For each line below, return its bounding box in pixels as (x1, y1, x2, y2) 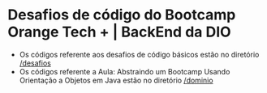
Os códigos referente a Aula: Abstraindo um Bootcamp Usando (19, 66, 230, 76)
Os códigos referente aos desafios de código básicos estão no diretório (19, 49, 260, 59)
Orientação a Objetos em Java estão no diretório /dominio (19, 75, 213, 85)
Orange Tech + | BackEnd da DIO (7, 23, 232, 41)
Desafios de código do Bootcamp (7, 6, 236, 24)
